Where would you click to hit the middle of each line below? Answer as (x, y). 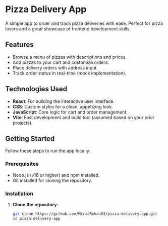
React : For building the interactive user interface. (64, 101)
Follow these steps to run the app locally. (48, 151)
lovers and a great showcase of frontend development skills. (68, 28)
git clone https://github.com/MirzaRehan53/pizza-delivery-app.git (85, 214)
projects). (22, 123)
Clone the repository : (35, 204)
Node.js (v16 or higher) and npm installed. (56, 175)
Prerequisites (22, 164)
